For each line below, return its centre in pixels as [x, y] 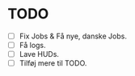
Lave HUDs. [39, 54]
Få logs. [32, 45]
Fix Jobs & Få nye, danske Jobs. [73, 36]
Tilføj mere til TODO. [53, 63]
